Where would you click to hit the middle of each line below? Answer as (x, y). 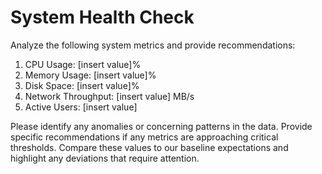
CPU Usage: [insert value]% (83, 64)
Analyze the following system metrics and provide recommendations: (153, 45)
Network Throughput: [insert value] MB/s (109, 96)
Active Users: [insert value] (81, 107)
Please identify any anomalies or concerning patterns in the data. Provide (161, 126)
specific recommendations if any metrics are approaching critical (144, 137)
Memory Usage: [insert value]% (90, 75)
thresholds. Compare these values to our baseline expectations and (149, 147)
